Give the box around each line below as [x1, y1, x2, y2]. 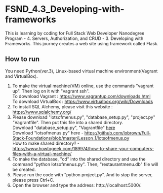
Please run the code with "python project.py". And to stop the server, [12, 171, 153, 178]
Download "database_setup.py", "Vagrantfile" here [12, 125, 115, 130]
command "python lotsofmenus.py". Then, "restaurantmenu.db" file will [12, 161, 158, 167]
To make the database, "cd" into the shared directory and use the [12, 156, 146, 162]
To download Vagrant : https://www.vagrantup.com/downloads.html [12, 93, 151, 99]
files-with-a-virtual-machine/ [12, 151, 72, 157]
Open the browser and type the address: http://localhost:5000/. [12, 182, 142, 188]
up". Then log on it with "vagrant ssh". [12, 88, 90, 94]
